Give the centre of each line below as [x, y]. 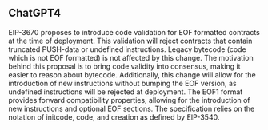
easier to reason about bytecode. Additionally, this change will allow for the [132, 74]
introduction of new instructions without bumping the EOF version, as [123, 83]
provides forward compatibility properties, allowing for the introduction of [129, 100]
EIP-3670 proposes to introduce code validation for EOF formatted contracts [134, 32]
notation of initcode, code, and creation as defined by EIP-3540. [114, 117]
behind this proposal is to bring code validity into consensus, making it [125, 66]
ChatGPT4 [35, 13]
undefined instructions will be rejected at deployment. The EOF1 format [126, 92]
